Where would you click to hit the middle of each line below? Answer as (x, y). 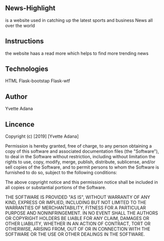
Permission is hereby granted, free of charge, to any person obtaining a (79, 146)
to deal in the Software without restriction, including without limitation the (80, 157)
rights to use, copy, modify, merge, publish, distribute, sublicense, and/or (80, 162)
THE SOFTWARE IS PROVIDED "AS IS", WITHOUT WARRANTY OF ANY (78, 197)
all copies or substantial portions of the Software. (56, 188)
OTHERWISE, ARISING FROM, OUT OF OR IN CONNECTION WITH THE (78, 229)
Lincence (20, 124)
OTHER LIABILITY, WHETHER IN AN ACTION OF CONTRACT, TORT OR (78, 224)
